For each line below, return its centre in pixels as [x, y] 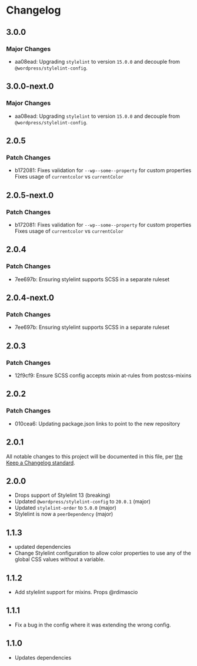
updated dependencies [43, 547]
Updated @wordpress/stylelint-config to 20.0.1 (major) [83, 502]
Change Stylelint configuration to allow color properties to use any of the [103, 553]
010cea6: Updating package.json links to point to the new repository [97, 423]
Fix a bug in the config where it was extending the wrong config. [93, 625]
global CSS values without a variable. [60, 559]
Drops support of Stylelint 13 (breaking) [62, 495]
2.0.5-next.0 [30, 195]
